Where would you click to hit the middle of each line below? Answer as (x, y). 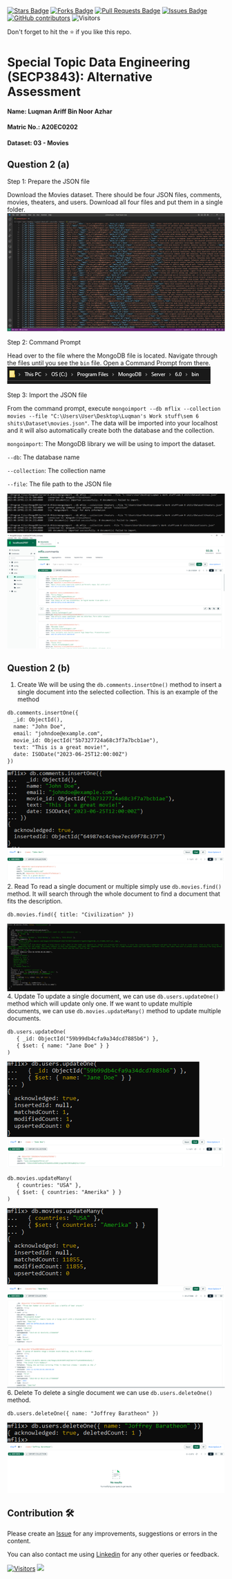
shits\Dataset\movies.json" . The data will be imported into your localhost (113, 423)
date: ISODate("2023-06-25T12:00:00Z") (71, 755)
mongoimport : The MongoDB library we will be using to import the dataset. (112, 443)
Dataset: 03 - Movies (38, 142)
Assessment (44, 92)
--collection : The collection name (56, 470)
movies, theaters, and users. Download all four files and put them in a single (115, 202)
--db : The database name (43, 457)
